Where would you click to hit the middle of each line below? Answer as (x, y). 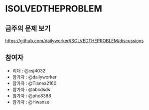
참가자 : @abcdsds (31, 89)
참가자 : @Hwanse (31, 102)
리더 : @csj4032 (29, 70)
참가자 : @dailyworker (34, 77)
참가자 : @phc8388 (32, 95)
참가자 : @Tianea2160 (34, 83)
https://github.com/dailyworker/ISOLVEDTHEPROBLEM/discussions (74, 41)
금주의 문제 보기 (28, 28)
